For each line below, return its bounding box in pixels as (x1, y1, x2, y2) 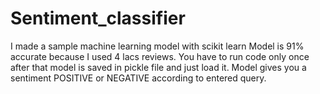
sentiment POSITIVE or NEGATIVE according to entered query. (10, 72, 267, 84)
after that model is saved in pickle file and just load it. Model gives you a (10, 61, 307, 73)
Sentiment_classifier (10, 7, 186, 30)
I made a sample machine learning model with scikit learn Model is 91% (10, 40, 305, 52)
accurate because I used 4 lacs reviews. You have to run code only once (10, 50, 310, 62)
